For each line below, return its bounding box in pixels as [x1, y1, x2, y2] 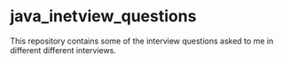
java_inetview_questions [10, 6, 197, 27]
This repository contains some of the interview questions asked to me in [10, 35, 274, 46]
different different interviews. [10, 44, 116, 55]
